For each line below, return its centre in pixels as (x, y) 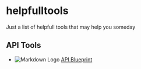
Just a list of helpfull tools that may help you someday (71, 27)
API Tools (24, 45)
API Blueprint (77, 59)
